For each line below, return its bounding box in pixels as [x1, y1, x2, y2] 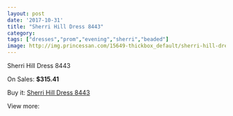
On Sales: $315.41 [7, 75, 59, 83]
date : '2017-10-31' [7, 17, 64, 24]
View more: [7, 102, 40, 110]
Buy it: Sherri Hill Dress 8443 [7, 88, 90, 97]
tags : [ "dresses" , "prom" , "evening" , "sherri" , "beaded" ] [7, 36, 169, 43]
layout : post [7, 10, 45, 17]
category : [7, 29, 36, 37]
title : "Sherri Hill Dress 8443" [7, 23, 104, 30]
